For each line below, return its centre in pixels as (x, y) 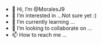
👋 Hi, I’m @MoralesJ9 (38, 9)
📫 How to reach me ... (39, 35)
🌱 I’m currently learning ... (43, 22)
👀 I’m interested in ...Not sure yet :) (54, 15)
